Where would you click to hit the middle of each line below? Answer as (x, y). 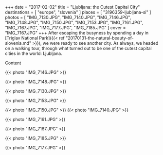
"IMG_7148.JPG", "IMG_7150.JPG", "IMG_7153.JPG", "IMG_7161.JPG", (74, 22)
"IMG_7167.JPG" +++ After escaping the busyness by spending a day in (77, 33)
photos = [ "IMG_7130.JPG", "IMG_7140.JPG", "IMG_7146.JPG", (68, 17)
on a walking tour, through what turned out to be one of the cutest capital (78, 48)
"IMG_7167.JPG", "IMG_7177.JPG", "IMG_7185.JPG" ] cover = (65, 28)
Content (13, 63)
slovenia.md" (18, 43)
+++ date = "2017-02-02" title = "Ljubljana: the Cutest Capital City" (72, 7)
